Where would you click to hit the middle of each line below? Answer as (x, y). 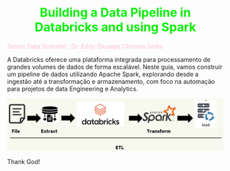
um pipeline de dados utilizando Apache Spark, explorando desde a (103, 74)
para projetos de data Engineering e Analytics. (73, 89)
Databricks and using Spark (115, 27)
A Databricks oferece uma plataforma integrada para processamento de (109, 59)
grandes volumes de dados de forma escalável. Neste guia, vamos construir (115, 67)
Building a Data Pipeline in (115, 13)
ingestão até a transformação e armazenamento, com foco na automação (111, 81)
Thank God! (24, 162)
